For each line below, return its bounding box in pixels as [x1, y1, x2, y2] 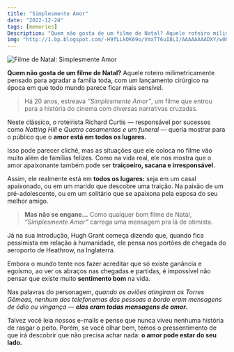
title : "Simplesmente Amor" [7, 10, 89, 17]
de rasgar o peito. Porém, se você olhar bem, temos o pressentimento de [7, 323, 217, 332]
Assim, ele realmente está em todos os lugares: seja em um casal [7, 175, 196, 183]
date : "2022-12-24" [7, 17, 64, 24]
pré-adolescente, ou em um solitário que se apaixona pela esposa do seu [7, 190, 218, 198]
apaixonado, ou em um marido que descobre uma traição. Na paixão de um [7, 182, 224, 190]
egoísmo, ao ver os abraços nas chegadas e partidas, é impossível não [7, 267, 211, 275]
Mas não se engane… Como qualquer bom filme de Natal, [24, 211, 192, 219]
